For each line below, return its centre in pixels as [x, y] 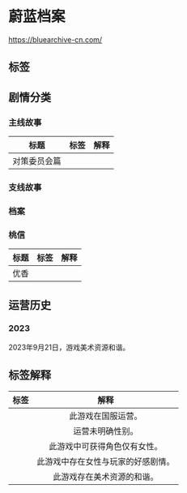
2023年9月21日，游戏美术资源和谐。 [69, 347]
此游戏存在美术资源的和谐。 [106, 477]
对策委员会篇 [37, 161]
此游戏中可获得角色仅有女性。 [106, 446]
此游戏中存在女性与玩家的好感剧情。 [106, 461]
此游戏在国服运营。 [106, 416]
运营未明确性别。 [106, 431]
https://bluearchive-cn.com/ [55, 39]
